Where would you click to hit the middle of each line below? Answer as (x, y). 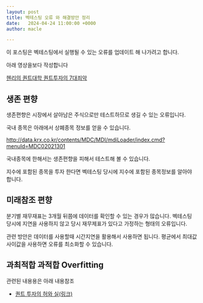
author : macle (24, 29)
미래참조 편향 (29, 200)
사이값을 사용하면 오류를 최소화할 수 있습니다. (60, 244)
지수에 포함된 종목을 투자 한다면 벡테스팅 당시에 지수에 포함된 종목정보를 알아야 (99, 172)
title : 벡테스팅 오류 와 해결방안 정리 (48, 18)
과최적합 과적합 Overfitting (55, 265)
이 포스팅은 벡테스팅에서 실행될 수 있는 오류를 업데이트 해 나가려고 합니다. (93, 52)
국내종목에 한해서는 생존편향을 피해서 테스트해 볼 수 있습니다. (78, 159)
